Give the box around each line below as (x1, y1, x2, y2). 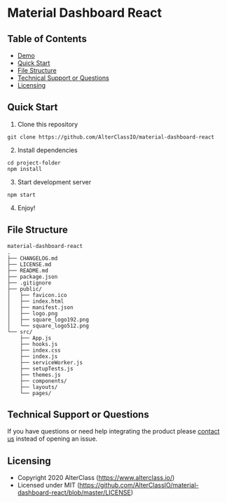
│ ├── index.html (7, 298, 64, 305)
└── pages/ (20, 390, 52, 397)
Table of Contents (7, 33, 88, 45)
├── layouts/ (20, 383, 58, 390)
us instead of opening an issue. (7, 434, 98, 443)
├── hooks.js (20, 340, 58, 347)
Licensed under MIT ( (17, 481, 80, 490)
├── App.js (20, 334, 52, 341)
